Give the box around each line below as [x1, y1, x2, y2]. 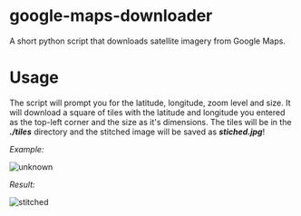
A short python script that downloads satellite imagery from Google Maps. [9, 35, 286, 46]
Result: [9, 179, 35, 190]
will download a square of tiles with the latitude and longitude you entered [9, 106, 286, 118]
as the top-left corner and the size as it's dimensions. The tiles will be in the [9, 116, 292, 127]
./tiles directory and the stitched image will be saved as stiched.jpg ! [9, 126, 266, 137]
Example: [9, 143, 44, 154]
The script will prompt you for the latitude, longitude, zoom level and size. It [9, 97, 292, 108]
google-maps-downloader [9, 5, 213, 26]
